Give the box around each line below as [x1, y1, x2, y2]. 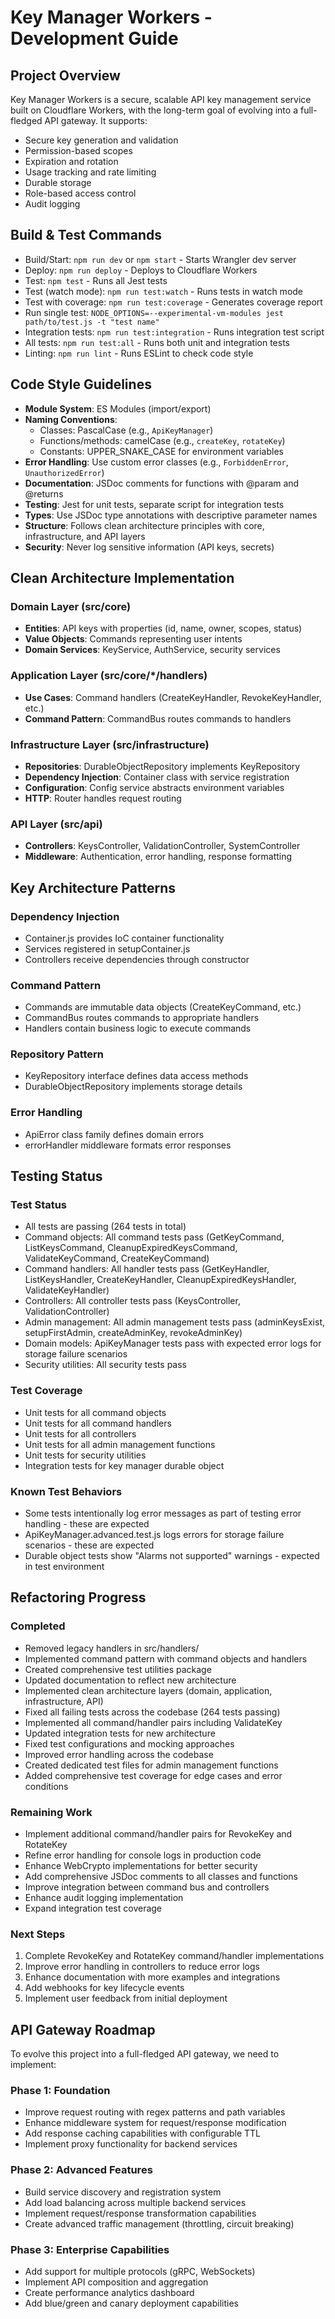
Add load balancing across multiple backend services [24, 2196, 247, 2208]
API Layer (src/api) [10, 817, 103, 831]
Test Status [10, 1198, 68, 1212]
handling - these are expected [24, 1518, 150, 1530]
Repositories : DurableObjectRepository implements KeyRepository [24, 760, 301, 772]
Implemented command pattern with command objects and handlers [24, 1652, 308, 1665]
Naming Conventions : [24, 413, 118, 425]
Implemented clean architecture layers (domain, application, [24, 1684, 273, 1696]
